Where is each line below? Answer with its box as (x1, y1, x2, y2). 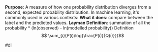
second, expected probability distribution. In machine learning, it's (5, 9, 139, 15)
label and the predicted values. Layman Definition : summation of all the (5, 20, 151, 26)
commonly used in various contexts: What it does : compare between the (5, 15, 154, 20)
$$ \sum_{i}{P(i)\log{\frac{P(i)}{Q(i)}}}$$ (41, 33, 125, 38)
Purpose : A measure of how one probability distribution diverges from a (5, 4, 151, 10)
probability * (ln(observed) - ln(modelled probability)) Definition (5, 25, 134, 31)
